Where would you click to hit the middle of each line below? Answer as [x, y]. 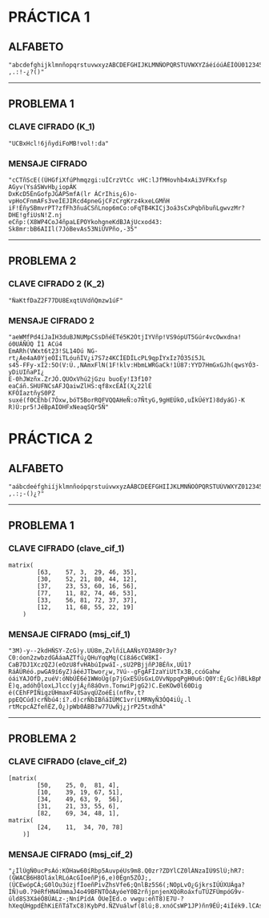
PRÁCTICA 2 [51, 439]
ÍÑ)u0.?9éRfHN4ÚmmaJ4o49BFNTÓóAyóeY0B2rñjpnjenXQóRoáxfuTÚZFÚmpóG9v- [127, 892]
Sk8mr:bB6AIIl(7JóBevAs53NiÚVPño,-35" [73, 229]
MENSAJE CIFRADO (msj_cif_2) [71, 854]
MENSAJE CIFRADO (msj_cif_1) [69, 634]
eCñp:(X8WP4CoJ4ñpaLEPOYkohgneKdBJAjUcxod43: [85, 222]
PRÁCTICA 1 [49, 17]
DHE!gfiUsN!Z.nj [35, 215]
